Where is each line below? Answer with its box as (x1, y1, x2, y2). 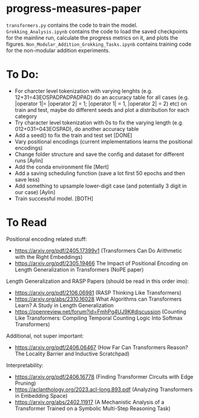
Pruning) (14, 379, 36, 386)
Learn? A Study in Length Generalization (14, 301, 114, 308)
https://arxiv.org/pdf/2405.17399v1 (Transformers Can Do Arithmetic (14, 247, 182, 254)
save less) (14, 176, 40, 183)
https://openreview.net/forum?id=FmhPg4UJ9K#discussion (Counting (14, 308, 187, 315)
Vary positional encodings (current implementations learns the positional (14, 138, 193, 145)
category (14, 113, 37, 120)
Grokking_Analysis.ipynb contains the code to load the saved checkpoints (6, 27, 188, 35)
